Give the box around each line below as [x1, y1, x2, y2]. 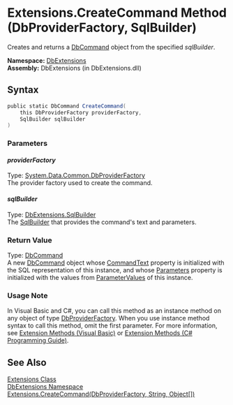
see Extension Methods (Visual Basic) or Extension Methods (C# [7, 329, 193, 337]
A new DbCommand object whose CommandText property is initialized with [7, 258, 225, 267]
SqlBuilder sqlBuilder [20, 115, 86, 123]
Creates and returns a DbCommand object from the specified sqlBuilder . [7, 43, 216, 51]
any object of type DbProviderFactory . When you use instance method [7, 314, 210, 323]
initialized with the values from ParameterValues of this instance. [7, 273, 193, 281]
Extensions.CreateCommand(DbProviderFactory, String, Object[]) [7, 390, 195, 398]
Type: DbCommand [7, 251, 63, 259]
